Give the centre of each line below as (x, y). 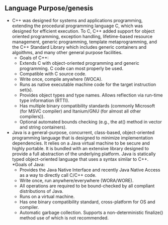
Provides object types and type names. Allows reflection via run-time (91, 95)
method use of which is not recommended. (64, 217)
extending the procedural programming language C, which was (77, 26)
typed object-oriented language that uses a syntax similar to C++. (80, 159)
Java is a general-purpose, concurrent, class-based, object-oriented (83, 132)
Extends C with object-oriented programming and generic (79, 63)
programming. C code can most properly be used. (71, 68)
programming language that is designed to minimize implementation (82, 138)
